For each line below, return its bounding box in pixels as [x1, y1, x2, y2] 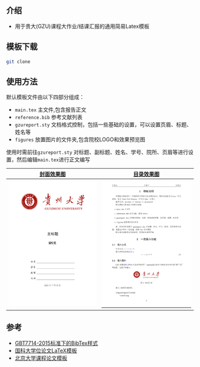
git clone [6, 58, 31, 64]
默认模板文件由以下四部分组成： [6, 94, 85, 101]
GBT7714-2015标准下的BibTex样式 [14, 339, 98, 347]
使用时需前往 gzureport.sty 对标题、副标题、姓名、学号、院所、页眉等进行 [6, 148, 189, 156]
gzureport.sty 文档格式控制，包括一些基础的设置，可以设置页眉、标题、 [14, 121, 192, 128]
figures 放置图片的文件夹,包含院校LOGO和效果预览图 [14, 136, 146, 143]
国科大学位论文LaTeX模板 [14, 347, 77, 354]
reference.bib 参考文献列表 [14, 114, 83, 121]
